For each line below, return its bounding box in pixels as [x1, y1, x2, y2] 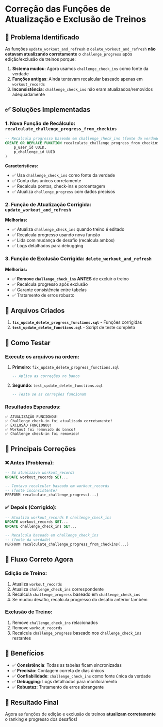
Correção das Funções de [5, 3, 111, 15]
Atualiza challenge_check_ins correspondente [12, 586, 104, 592]
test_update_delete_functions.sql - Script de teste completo [12, 325, 135, 330]
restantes [12, 635, 32, 641]
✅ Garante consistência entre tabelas [12, 287, 87, 293]
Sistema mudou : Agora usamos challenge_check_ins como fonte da [12, 66, 149, 71]
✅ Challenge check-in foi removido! [5, 432, 80, 436]
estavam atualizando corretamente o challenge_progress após [5, 51, 132, 57]
